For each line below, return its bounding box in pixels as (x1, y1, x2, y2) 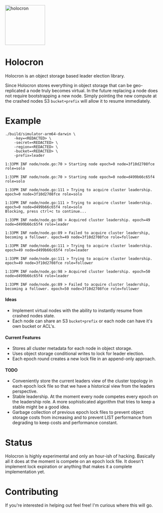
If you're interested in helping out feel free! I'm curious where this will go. (5, 502, 153, 508)
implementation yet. (5, 469, 45, 475)
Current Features (5, 334, 41, 341)
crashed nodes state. (12, 313, 55, 319)
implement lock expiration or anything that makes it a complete (5, 464, 133, 470)
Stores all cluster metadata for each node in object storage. (12, 345, 133, 351)
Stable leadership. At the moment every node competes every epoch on (12, 394, 158, 399)
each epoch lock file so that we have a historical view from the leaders (12, 383, 155, 389)
